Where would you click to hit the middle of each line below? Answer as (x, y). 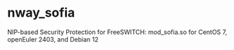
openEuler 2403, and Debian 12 (53, 39)
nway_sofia (41, 13)
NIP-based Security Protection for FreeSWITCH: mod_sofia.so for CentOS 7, (117, 32)
